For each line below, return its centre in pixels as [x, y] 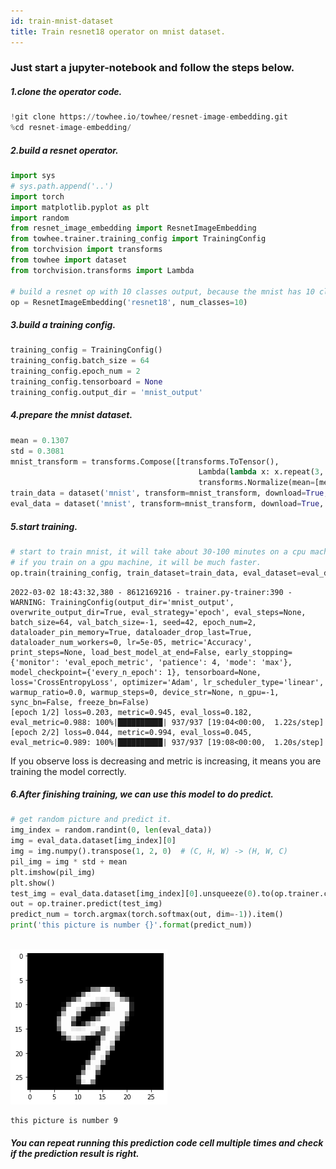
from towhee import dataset [69, 260]
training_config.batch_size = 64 [80, 361]
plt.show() [33, 883]
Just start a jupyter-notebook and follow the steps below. [152, 68]
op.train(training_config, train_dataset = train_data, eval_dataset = [156, 573]
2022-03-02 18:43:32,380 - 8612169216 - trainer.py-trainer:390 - [151, 592]
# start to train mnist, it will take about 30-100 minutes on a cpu [158, 551]
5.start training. [44, 526]
